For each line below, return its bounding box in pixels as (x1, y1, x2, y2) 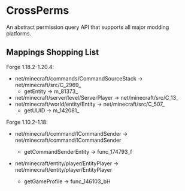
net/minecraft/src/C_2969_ (14, 81, 81, 88)
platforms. (6, 29, 32, 37)
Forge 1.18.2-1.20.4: (6, 63, 54, 70)
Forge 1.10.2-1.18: (6, 118, 48, 126)
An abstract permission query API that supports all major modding (6, 23, 169, 31)
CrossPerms (6, 4, 69, 17)
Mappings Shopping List (6, 47, 99, 58)
